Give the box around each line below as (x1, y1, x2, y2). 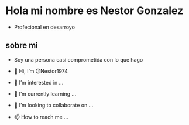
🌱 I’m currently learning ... (13, 90, 77, 97)
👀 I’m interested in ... (13, 79, 64, 86)
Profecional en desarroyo (13, 23, 75, 31)
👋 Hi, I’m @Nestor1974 (13, 67, 68, 75)
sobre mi (5, 40, 39, 50)
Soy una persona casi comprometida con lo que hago (13, 56, 143, 63)
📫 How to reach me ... (13, 113, 68, 120)
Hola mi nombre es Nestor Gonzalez (5, 4, 184, 18)
